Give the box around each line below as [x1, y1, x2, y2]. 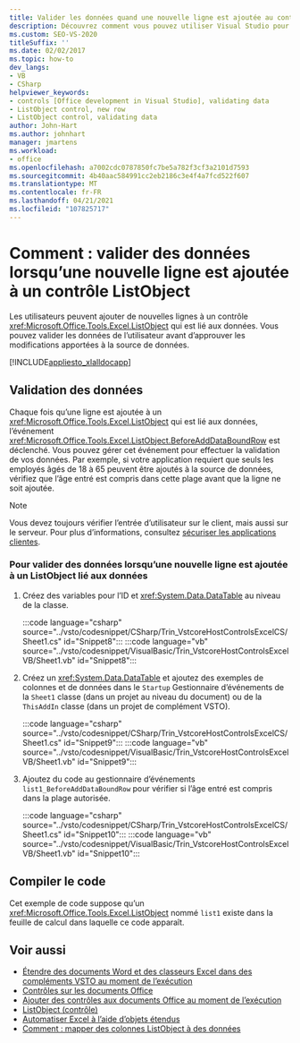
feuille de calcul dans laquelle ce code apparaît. [9, 917, 185, 928]
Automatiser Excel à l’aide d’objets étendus [21, 1013, 180, 1025]
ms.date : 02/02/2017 [9, 47, 87, 56]
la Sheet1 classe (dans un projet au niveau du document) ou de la [21, 691, 262, 702]
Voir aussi [9, 943, 66, 958]
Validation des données [9, 382, 144, 398]
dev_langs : [9, 64, 50, 73]
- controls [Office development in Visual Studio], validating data [9, 96, 270, 106]
